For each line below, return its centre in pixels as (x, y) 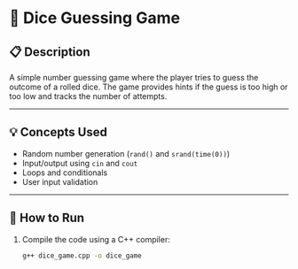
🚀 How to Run (47, 218)
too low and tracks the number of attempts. (88, 96)
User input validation (60, 181)
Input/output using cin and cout (80, 163)
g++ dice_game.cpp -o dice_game (82, 256)
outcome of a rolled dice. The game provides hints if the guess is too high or (149, 87)
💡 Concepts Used (59, 132)
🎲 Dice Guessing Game (94, 18)
